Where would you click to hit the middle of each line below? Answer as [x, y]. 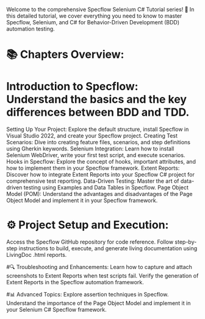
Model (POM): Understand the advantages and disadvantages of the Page [99, 194]
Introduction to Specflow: [72, 87]
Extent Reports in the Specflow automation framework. [75, 282]
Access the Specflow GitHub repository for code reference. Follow [90, 242]
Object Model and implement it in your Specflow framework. [82, 200]
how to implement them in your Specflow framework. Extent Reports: [93, 168]
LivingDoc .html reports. [37, 255]
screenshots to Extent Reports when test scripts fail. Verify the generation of [103, 276]
